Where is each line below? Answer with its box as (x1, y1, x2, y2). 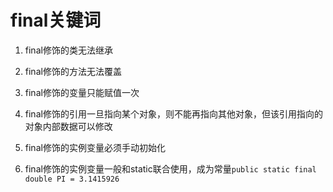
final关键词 (10, 9, 102, 32)
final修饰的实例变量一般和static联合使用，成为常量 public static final (24, 162, 317, 175)
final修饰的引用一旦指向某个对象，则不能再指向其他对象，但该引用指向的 (24, 107, 323, 120)
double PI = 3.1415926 (24, 174, 120, 184)
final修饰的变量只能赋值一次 (24, 86, 140, 98)
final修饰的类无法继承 (24, 44, 113, 56)
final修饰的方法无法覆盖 (24, 65, 122, 77)
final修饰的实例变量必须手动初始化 (24, 141, 166, 153)
